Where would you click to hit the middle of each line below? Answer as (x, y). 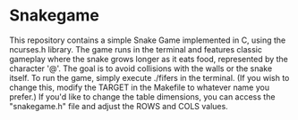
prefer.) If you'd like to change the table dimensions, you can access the (142, 96)
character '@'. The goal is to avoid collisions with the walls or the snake (141, 68)
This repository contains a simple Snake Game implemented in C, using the (148, 40)
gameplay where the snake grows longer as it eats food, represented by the (149, 59)
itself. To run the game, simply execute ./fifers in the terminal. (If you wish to (149, 77)
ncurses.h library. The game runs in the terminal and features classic (136, 49)
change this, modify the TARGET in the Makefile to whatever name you (140, 87)
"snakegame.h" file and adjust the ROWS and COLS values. (119, 106)
